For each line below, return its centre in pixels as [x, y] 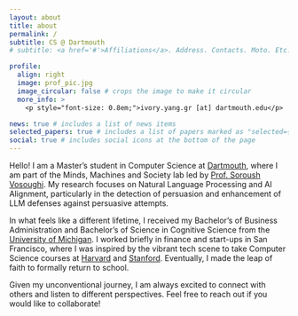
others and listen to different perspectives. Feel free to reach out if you [138, 294]
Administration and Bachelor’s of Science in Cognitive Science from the [140, 230]
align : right [41, 75]
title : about [33, 26]
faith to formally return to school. [69, 268]
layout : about [35, 17]
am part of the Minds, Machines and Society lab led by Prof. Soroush [135, 175]
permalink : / [33, 34]
